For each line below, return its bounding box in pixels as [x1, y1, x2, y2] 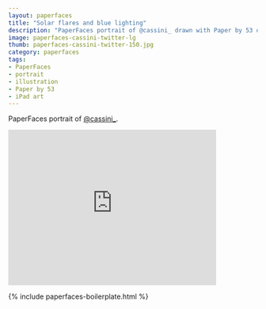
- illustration [8, 77, 59, 85]
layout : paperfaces [8, 11, 73, 20]
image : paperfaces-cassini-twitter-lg [8, 33, 136, 42]
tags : [8, 56, 26, 64]
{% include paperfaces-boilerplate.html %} [8, 292, 149, 301]
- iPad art [8, 92, 44, 100]
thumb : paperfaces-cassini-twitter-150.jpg [8, 41, 154, 49]
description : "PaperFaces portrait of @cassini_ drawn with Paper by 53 [8, 26, 253, 34]
